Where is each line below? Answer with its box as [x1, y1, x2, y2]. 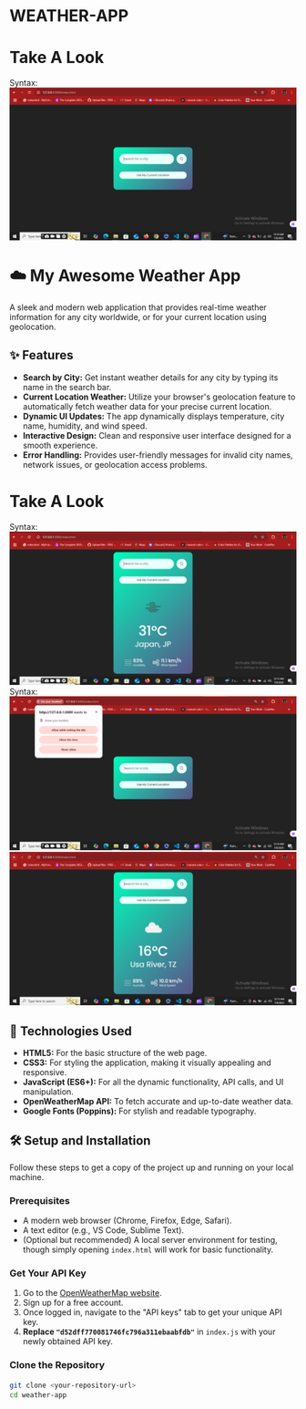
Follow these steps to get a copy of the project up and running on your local [9, 1162, 294, 1173]
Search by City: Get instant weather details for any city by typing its [22, 371, 279, 383]
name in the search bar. [22, 381, 112, 392]
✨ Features [9, 347, 74, 363]
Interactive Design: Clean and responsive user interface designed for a [22, 430, 291, 440]
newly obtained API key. [22, 1336, 114, 1347]
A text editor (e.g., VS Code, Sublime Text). [22, 1225, 185, 1236]
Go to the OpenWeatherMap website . [22, 1288, 162, 1299]
